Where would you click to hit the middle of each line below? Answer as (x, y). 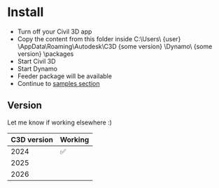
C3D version (32, 139)
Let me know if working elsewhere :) (59, 122)
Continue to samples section (58, 83)
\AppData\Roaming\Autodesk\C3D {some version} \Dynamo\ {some (115, 46)
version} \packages (45, 54)
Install (26, 12)
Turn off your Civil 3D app (55, 31)
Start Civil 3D (36, 61)
